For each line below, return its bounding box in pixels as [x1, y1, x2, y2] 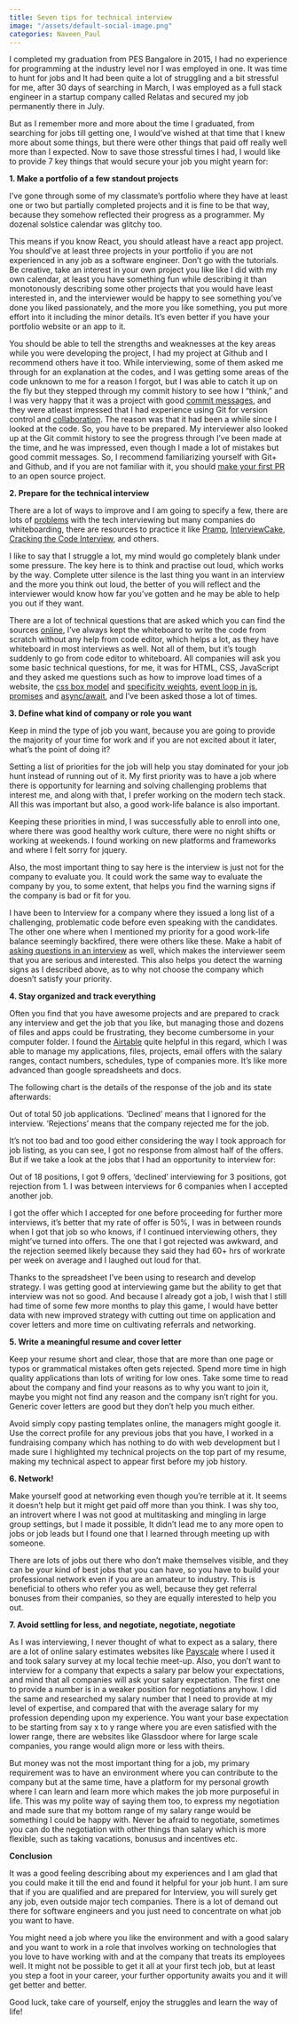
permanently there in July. [9, 101, 105, 112]
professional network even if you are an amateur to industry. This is [9, 1574, 255, 1585]
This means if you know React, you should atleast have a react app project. [9, 237, 284, 247]
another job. [9, 1191, 54, 1201]
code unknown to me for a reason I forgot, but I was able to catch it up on [9, 376, 278, 387]
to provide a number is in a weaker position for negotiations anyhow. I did [9, 1684, 278, 1695]
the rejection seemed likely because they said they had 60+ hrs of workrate [9, 1246, 286, 1257]
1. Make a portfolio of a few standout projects [9, 173, 179, 184]
